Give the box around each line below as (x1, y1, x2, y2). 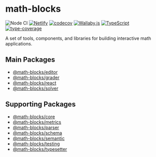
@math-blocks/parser (12, 124, 59, 130)
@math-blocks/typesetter (12, 146, 68, 152)
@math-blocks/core (12, 113, 55, 120)
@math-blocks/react (12, 80, 56, 86)
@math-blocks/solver (12, 85, 59, 91)
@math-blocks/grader (12, 74, 60, 81)
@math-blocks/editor (12, 69, 58, 75)
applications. (5, 40, 32, 46)
